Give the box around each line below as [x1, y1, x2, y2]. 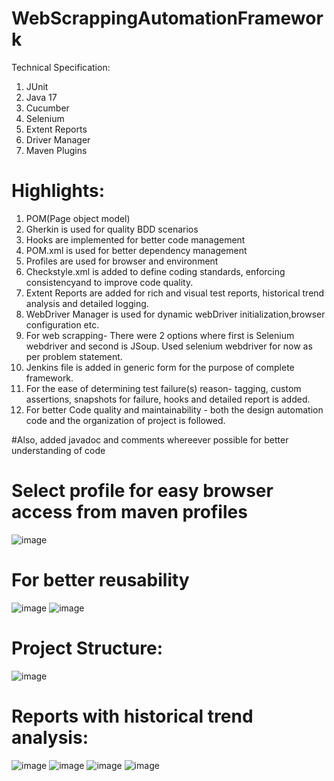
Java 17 [25, 91, 58, 103]
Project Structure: [11, 637, 163, 659]
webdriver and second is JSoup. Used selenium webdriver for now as [25, 340, 313, 352]
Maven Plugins [25, 144, 88, 156]
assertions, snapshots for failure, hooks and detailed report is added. [25, 393, 311, 405]
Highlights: [11, 180, 106, 202]
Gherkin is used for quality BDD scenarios [25, 223, 199, 235]
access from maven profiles [11, 501, 248, 524]
